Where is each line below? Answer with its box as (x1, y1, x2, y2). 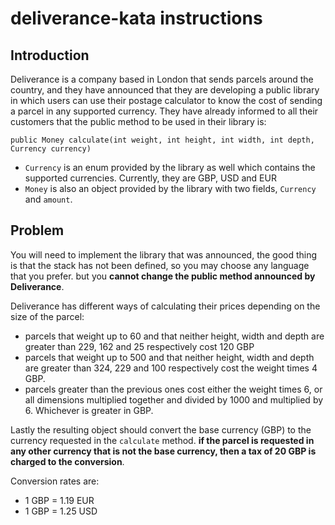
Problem (10, 222, 65, 239)
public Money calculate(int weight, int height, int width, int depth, (10, 135, 315, 145)
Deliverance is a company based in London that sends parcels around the (10, 73, 314, 85)
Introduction (10, 47, 90, 64)
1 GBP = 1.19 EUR (24, 494, 95, 506)
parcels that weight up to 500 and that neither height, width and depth (24, 351, 315, 363)
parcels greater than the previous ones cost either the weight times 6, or (24, 383, 323, 395)
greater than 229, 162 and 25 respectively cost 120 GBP (24, 340, 255, 352)
